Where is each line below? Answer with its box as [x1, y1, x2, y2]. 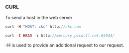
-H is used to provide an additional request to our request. [5, 42, 125, 48]
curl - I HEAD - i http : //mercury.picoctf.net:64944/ [5, 33, 115, 38]
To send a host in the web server [5, 15, 73, 21]
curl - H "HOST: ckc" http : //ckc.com [5, 24, 81, 29]
